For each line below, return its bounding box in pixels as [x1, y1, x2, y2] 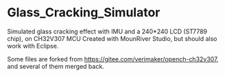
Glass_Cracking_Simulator [7, 5, 161, 20]
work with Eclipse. [7, 42, 59, 50]
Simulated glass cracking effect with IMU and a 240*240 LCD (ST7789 [7, 27, 208, 35]
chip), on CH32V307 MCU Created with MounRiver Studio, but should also [7, 34, 217, 42]
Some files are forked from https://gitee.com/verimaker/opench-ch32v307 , [7, 55, 219, 63]
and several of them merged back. [7, 62, 104, 70]
